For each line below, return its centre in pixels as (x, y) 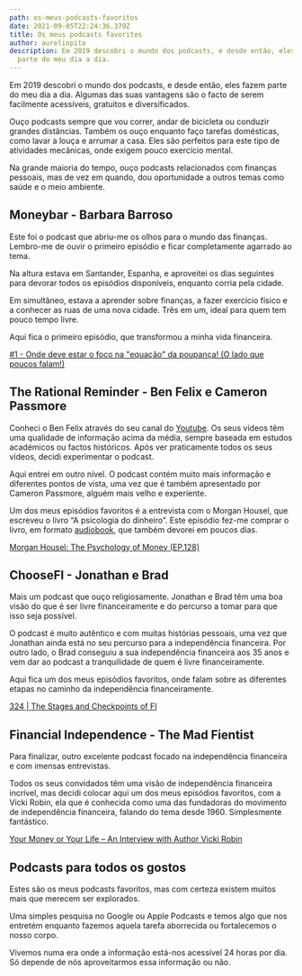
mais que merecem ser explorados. (75, 899)
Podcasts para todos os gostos (98, 868)
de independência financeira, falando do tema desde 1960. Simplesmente (146, 812)
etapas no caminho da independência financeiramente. (111, 689)
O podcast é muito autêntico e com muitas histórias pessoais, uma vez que (148, 633)
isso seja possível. (43, 616)
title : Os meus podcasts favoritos (76, 34)
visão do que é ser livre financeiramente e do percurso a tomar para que (143, 606)
